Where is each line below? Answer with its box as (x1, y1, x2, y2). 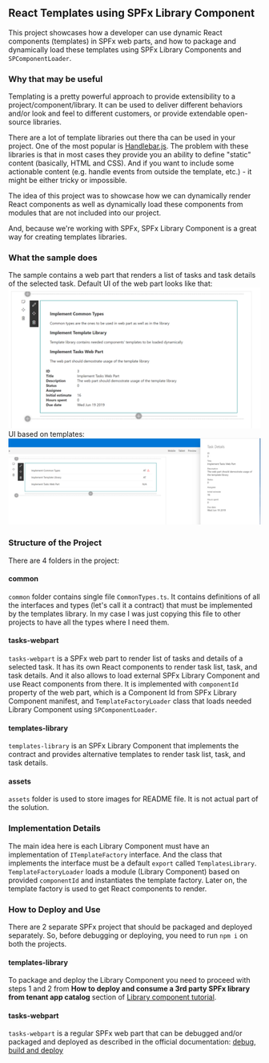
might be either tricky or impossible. (8, 176, 127, 185)
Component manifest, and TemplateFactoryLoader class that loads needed (8, 696, 252, 706)
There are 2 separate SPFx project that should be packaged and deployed (8, 922, 253, 931)
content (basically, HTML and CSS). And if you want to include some (8, 158, 235, 168)
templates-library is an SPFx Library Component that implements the (8, 741, 239, 751)
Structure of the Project (8, 537, 102, 548)
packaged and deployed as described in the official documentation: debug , (8, 1037, 256, 1047)
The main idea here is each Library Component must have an (8, 841, 210, 850)
